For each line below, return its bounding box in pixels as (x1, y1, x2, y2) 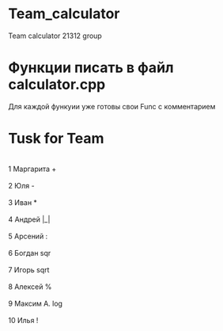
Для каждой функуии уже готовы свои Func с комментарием (8, 101, 216, 111)
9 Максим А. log (8, 299, 63, 308)
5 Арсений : (8, 231, 48, 241)
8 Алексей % (8, 282, 52, 291)
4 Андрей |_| (8, 215, 51, 224)
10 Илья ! (8, 315, 39, 325)
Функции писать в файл (8, 59, 174, 77)
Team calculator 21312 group (8, 31, 103, 40)
